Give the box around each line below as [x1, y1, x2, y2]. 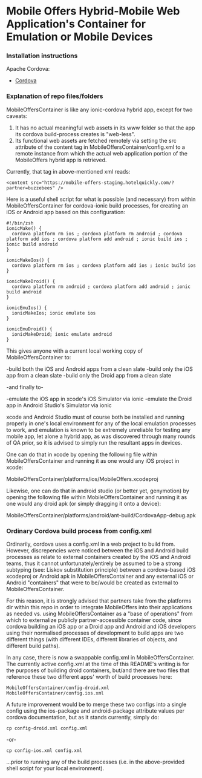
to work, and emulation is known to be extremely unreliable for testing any [6, 426, 191, 433]
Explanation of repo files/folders [6, 92, 103, 100]
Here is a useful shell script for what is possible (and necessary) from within [6, 195, 196, 203]
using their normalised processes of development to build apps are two [6, 629, 184, 636]
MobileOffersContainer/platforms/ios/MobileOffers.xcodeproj [6, 475, 158, 482]
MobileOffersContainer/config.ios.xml [6, 690, 104, 696]
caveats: [6, 112, 28, 119]
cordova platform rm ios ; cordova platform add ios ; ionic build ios [11, 262, 197, 269]
